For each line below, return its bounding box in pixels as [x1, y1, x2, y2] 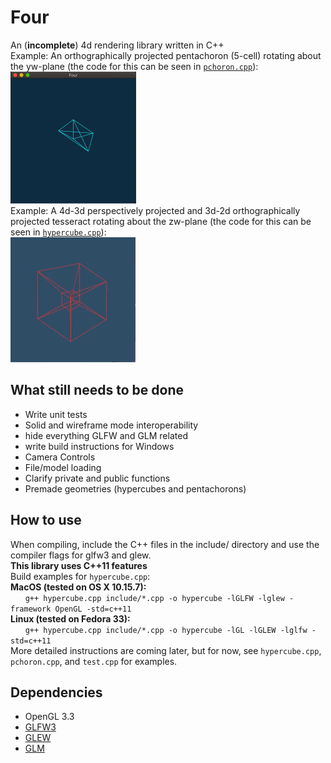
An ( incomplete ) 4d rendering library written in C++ [10, 39, 225, 51]
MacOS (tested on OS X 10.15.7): [10, 581, 147, 593]
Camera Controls [24, 451, 96, 463]
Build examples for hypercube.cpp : [10, 570, 151, 582]
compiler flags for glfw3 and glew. [10, 549, 152, 561]
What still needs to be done [10, 382, 185, 399]
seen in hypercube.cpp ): [10, 226, 107, 238]
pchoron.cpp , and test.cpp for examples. [10, 655, 178, 667]
